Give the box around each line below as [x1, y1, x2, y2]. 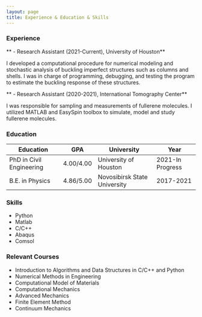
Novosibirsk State [97, 173, 148, 181]
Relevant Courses [6, 253, 60, 261]
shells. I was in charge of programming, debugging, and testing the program [6, 72, 195, 79]
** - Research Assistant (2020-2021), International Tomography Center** [6, 90, 188, 97]
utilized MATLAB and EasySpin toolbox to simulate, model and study [6, 108, 176, 115]
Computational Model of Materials [14, 279, 100, 286]
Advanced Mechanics [14, 292, 69, 299]
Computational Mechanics [14, 285, 80, 292]
